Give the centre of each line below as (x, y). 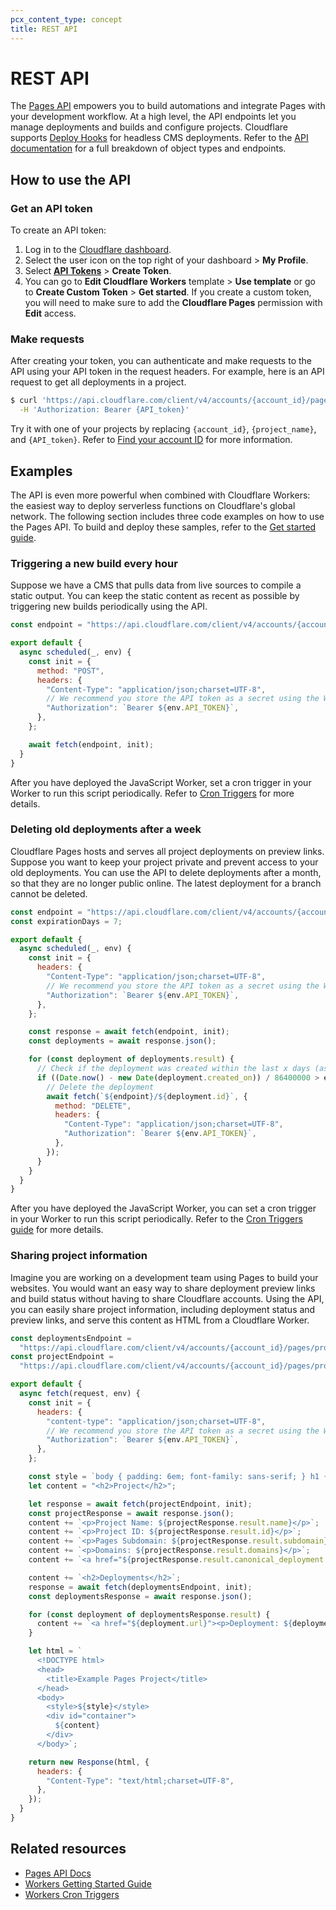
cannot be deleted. (49, 893)
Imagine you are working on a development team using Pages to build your (164, 1277)
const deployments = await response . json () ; (122, 1041)
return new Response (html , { (89, 1762)
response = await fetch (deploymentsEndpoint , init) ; (140, 1587)
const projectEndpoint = (62, 1357)
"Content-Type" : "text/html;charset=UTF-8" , (140, 1781)
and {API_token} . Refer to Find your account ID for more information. (151, 440)
